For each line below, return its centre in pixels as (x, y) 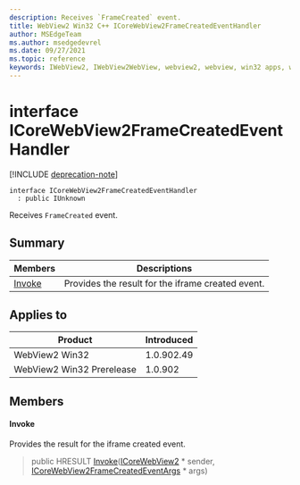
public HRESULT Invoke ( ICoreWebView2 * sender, (123, 462)
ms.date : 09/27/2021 (48, 51)
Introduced (169, 340)
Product (75, 340)
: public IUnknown (52, 198)
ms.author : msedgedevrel (55, 42)
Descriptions (164, 268)
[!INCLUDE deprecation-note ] (64, 174)
